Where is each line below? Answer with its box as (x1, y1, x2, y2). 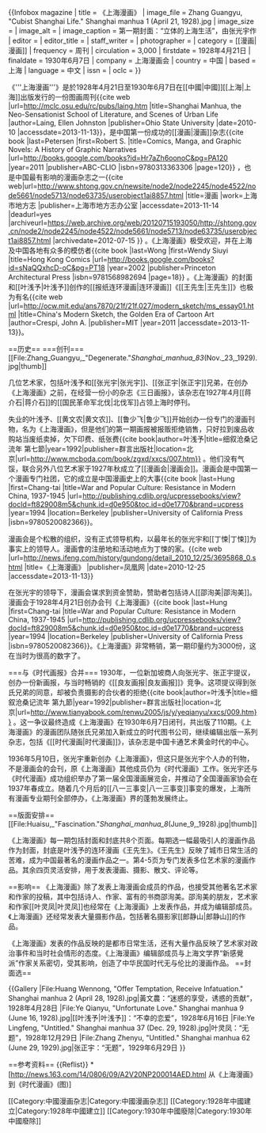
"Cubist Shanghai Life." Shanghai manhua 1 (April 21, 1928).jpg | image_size (8, 17, 255, 26)
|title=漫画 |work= (184, 191, 244, 200)
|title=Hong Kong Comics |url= (8, 255, 108, 264)
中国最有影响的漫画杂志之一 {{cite (14, 173, 123, 181)
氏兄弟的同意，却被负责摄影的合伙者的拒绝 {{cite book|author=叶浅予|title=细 (8, 688, 258, 697)
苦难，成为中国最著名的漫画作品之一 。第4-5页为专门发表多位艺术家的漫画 (8, 855, 249, 865)
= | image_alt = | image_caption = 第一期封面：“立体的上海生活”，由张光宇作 (8, 26, 257, 35)
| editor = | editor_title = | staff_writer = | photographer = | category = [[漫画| (8, 36, 257, 45)
